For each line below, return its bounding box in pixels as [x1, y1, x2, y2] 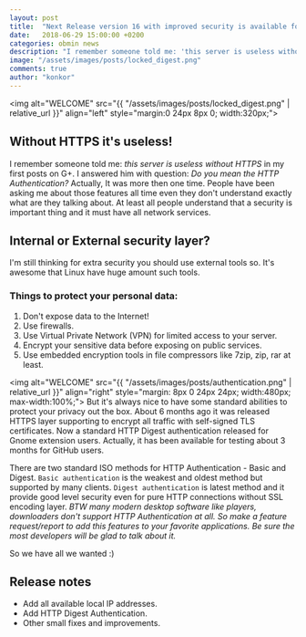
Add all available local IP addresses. [22, 599, 158, 610]
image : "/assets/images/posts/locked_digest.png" [9, 56, 202, 65]
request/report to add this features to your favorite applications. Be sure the [9, 520, 295, 531]
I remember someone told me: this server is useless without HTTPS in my [9, 158, 285, 169]
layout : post [9, 13, 59, 23]
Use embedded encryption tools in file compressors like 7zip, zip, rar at [22, 349, 291, 360]
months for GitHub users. [9, 444, 105, 455]
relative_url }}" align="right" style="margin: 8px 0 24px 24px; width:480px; [9, 386, 291, 397]
